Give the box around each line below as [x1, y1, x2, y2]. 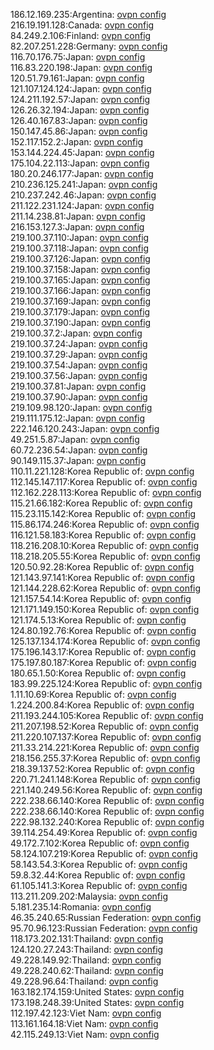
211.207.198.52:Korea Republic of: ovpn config [10, 720, 200, 732]
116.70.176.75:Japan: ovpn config [10, 51, 146, 63]
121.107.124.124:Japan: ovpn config [10, 83, 152, 94]
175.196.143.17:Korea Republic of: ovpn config [10, 646, 197, 658]
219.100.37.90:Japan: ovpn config [10, 391, 148, 403]
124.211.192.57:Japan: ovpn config [10, 94, 151, 105]
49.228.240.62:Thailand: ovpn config [10, 965, 164, 976]
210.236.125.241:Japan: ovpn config [10, 179, 158, 190]
